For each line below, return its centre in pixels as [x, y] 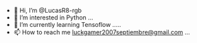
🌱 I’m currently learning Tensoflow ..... [67, 25]
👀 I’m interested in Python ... [54, 17]
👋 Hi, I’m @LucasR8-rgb [48, 10]
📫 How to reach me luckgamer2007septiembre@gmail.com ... [102, 32]
